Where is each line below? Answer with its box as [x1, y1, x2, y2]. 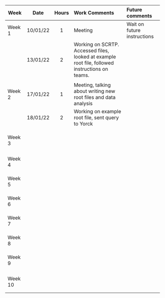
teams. [73, 72, 89, 78]
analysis [73, 100, 93, 107]
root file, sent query [73, 114, 119, 121]
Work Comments [73, 9, 114, 16]
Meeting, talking [73, 82, 111, 88]
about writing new [73, 88, 115, 94]
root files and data [73, 94, 116, 100]
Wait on [126, 21, 144, 28]
